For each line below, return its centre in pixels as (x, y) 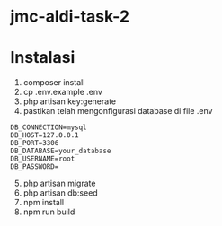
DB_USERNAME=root (43, 159)
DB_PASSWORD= (35, 167)
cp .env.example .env (62, 92)
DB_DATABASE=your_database (61, 151)
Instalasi (43, 58)
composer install (54, 83)
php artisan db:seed (60, 193)
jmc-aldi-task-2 (70, 17)
